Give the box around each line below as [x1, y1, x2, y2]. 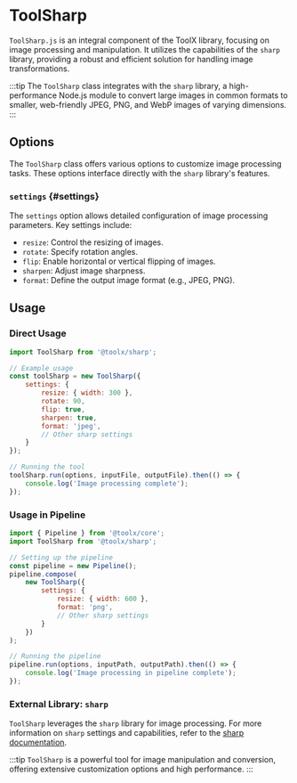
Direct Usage [9, 327, 67, 339]
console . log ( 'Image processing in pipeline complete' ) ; [25, 669, 237, 678]
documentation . [9, 737, 68, 748]
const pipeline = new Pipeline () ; [9, 561, 138, 570]
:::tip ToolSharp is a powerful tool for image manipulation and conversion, [9, 754, 277, 765]
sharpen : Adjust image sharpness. [21, 265, 146, 276]
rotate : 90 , [41, 397, 86, 406]
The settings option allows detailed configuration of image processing [9, 210, 269, 221]
